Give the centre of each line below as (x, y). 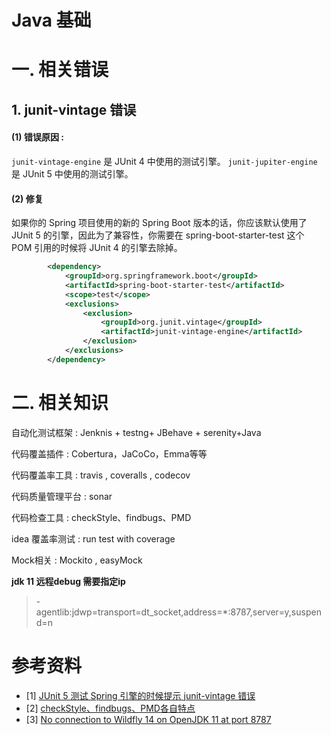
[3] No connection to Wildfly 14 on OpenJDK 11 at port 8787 (148, 719)
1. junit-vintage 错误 (74, 109)
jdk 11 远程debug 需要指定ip (68, 581)
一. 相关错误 (60, 70)
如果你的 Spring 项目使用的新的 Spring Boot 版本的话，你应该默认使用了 (159, 223)
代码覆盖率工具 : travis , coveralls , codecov (101, 475)
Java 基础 (51, 20)
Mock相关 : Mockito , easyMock (77, 560)
